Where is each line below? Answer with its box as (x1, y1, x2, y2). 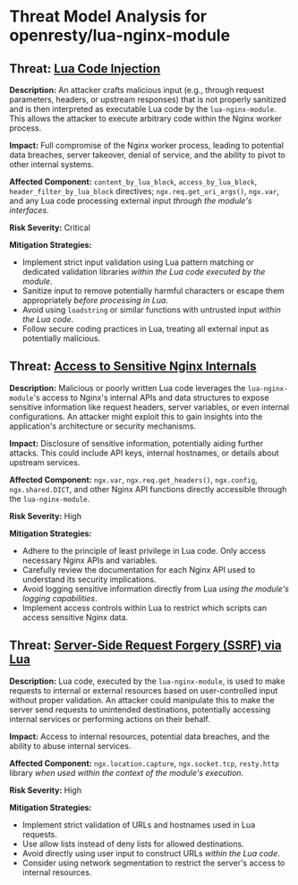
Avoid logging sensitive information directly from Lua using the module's (21, 583, 289, 594)
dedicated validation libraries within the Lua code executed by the (21, 267, 266, 277)
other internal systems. (9, 159, 94, 169)
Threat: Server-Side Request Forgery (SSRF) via (9, 638, 282, 653)
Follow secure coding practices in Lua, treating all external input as (21, 324, 269, 334)
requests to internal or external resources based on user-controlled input (9, 685, 278, 695)
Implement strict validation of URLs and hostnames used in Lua (21, 819, 256, 830)
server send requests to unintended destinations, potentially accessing (9, 704, 271, 715)
